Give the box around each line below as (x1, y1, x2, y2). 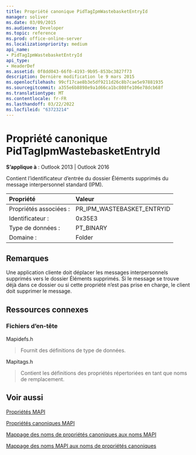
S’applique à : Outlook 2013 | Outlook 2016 (6, 163, 110, 170)
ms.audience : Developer (6, 25, 64, 31)
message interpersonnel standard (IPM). (6, 181, 104, 188)
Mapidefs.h (6, 335, 33, 343)
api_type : (6, 57, 30, 63)
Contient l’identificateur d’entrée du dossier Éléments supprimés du (6, 175, 169, 182)
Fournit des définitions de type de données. (20, 347, 126, 354)
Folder (75, 234, 94, 242)
